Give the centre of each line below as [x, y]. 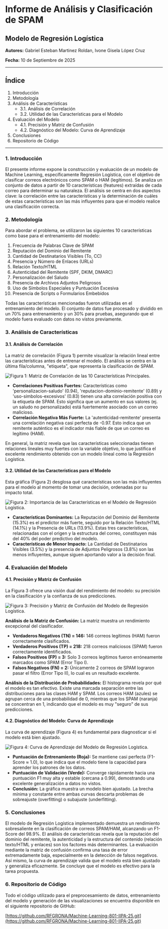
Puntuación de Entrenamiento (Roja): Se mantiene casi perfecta [79, 757]
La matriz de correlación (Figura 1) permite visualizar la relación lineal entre [82, 355]
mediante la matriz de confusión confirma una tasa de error [66, 850]
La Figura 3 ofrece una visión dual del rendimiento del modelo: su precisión [83, 590]
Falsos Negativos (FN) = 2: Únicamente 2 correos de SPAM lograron [83, 668]
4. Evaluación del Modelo [36, 567]
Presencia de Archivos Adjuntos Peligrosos [57, 283]
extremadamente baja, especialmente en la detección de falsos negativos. [82, 855]
